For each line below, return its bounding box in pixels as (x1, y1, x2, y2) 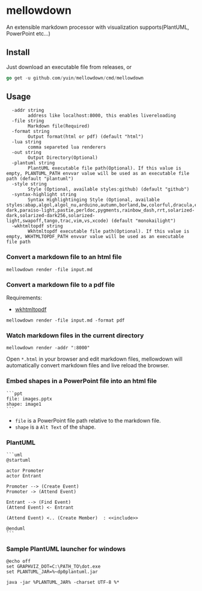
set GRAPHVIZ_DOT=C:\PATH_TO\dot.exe (6, 563, 101, 570)
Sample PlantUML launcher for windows (6, 545, 126, 553)
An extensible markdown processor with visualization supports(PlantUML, (6, 23, 189, 31)
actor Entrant (6, 473, 42, 479)
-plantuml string (11, 160, 55, 166)
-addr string (11, 108, 44, 114)
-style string (11, 181, 47, 187)
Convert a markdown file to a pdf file (6, 280, 115, 289)
